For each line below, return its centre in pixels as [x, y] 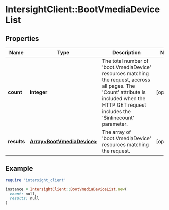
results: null [24, 199]
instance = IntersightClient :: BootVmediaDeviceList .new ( [66, 189]
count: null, [23, 194]
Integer [38, 92]
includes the [116, 111]
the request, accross [126, 80]
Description [127, 52]
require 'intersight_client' [36, 180]
